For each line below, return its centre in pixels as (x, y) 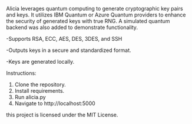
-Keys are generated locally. (40, 62)
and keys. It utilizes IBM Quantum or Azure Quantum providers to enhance (96, 15)
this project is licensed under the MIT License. (62, 115)
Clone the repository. (40, 84)
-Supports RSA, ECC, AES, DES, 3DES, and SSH (64, 39)
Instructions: (21, 73)
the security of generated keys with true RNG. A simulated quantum (88, 21)
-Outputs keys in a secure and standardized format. (69, 50)
